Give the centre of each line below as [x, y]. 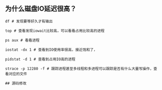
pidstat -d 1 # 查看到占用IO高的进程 [40, 59]
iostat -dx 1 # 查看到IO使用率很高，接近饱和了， [51, 50]
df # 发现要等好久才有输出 [29, 21]
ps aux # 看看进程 [22, 40]
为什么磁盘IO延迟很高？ [41, 9]
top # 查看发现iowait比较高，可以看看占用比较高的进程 [55, 31]
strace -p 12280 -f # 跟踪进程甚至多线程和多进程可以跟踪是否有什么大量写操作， [79, 68]
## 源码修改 [16, 83]
